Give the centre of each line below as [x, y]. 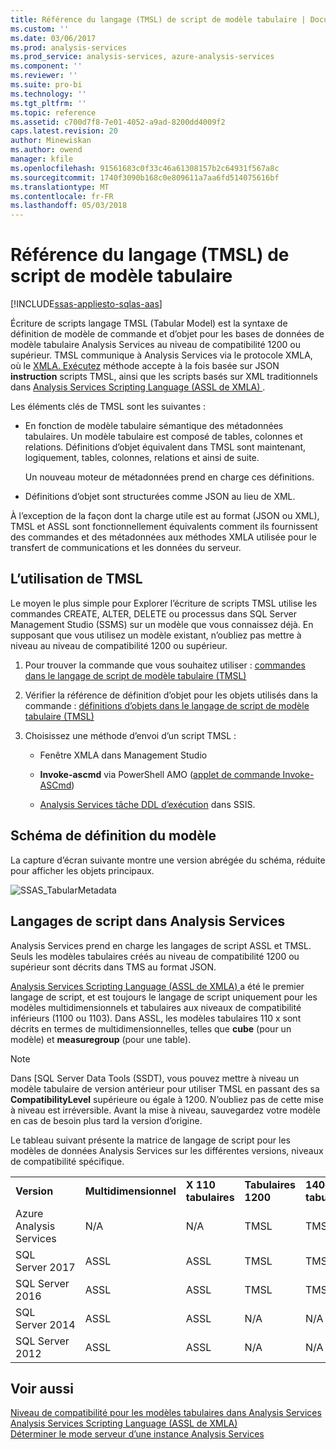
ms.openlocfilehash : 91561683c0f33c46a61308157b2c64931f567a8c [145, 168]
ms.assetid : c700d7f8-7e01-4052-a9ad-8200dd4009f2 [118, 122]
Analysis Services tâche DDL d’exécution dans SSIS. [147, 804]
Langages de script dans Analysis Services [148, 921]
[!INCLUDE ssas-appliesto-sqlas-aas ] [86, 304]
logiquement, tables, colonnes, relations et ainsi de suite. [142, 458]
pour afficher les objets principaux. [82, 870]
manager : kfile [42, 159]
